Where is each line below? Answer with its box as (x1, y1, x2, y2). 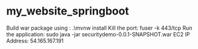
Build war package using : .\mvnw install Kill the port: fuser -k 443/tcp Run (6, 24, 193, 31)
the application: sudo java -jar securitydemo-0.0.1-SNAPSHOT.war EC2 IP (6, 30, 190, 38)
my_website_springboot (6, 4, 129, 18)
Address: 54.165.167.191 (6, 37, 64, 44)
